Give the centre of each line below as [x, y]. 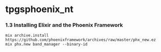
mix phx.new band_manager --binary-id [46, 44]
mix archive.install [27, 36]
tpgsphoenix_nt [39, 9]
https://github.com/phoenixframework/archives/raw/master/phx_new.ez [81, 40]
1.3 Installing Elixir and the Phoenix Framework [64, 25]
